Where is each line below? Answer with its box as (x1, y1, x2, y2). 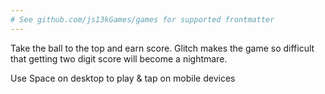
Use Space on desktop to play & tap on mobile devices (10, 72, 236, 84)
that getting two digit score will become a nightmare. (10, 52, 228, 65)
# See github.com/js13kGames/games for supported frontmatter (10, 14, 275, 25)
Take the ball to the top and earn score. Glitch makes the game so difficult (10, 42, 315, 54)
